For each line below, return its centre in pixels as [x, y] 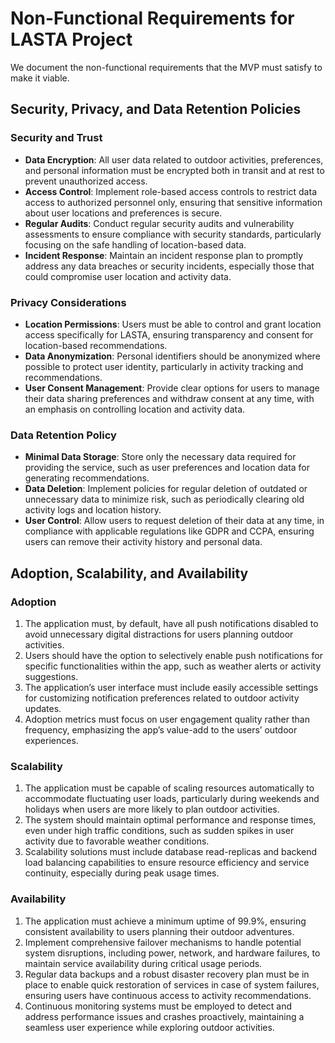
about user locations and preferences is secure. [123, 213]
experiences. [51, 740]
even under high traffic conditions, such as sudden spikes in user [159, 831]
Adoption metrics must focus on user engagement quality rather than [167, 719]
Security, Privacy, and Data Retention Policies [156, 109]
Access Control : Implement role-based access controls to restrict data [170, 191]
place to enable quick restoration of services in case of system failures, [172, 984]
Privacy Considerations [68, 302]
